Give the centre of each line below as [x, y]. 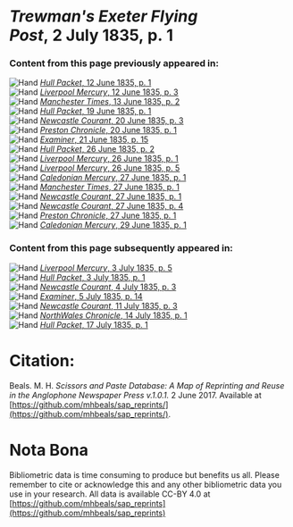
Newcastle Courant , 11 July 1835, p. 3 [109, 305]
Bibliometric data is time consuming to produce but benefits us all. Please [144, 474]
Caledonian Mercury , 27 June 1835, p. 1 [113, 178]
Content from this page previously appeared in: [114, 63]
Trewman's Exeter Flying [104, 17]
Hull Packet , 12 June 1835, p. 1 [96, 83]
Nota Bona [49, 450]
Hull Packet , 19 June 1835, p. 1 [96, 111]
